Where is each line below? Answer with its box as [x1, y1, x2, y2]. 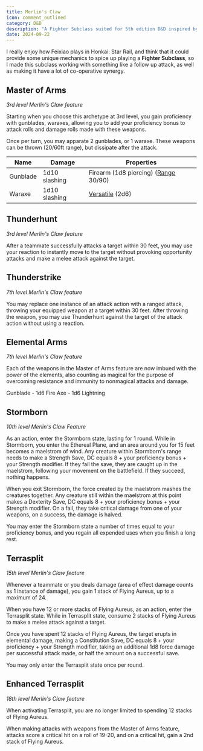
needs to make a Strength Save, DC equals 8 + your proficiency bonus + [6, 454, 187, 461]
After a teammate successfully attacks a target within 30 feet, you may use [6, 242, 193, 249]
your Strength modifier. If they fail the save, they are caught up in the [6, 461, 178, 468]
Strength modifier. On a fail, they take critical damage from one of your [6, 504, 182, 512]
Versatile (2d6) [88, 189, 132, 198]
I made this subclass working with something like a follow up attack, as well [6, 61, 195, 68]
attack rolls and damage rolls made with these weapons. [6, 125, 147, 133]
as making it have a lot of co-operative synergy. [6, 67, 125, 75]
